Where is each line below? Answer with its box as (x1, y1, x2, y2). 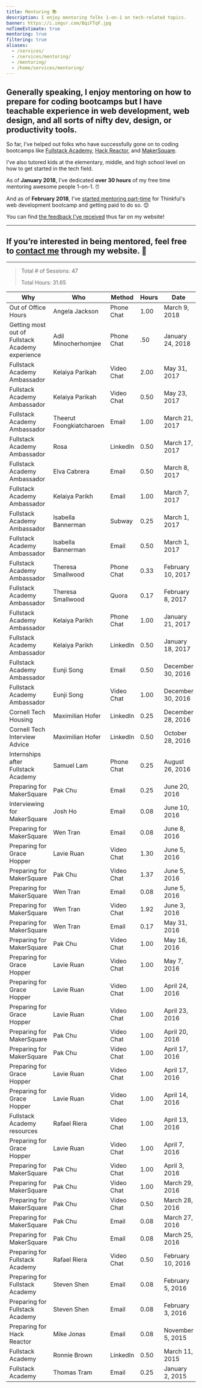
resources (9, 1127, 38, 1135)
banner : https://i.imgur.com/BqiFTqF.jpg (6, 20, 112, 26)
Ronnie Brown (53, 1351, 93, 1359)
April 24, (164, 982, 188, 990)
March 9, (164, 303, 189, 312)
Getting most (9, 321, 46, 328)
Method (111, 293, 134, 301)
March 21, (164, 414, 194, 422)
